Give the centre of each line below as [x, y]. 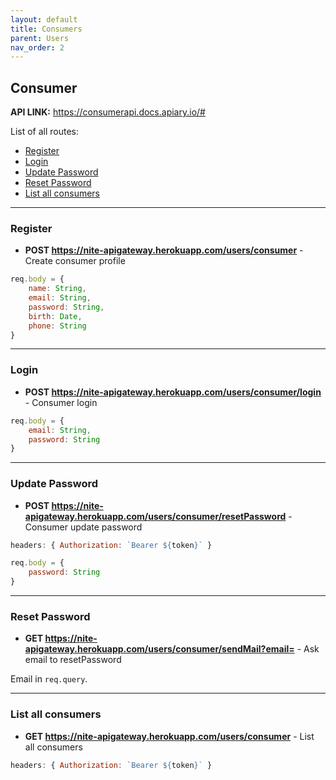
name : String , [57, 289]
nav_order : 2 [37, 47]
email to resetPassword [73, 660]
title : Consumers [46, 29]
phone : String [57, 326]
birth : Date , [55, 316]
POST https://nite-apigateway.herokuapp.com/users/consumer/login [173, 392]
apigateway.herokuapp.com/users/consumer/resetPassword [155, 516]
